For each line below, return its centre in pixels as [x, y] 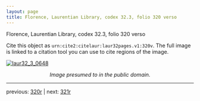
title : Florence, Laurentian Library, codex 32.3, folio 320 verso [92, 17]
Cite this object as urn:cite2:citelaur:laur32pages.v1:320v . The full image [99, 45]
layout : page [22, 12]
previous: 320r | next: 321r [39, 92]
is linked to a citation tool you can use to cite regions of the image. [87, 51]
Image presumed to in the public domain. [100, 74]
